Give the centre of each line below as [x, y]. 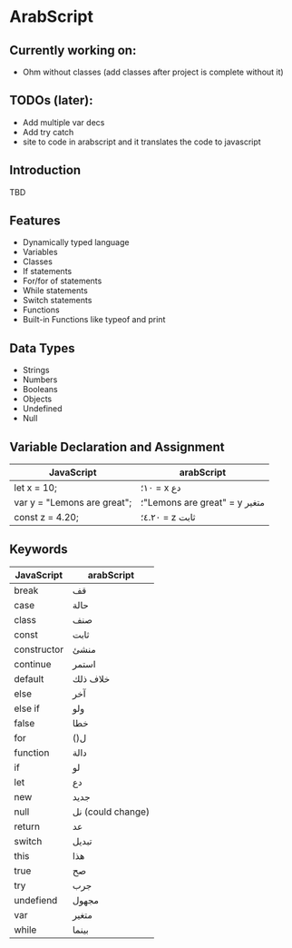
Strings [36, 370]
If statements [47, 272]
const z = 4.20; [46, 518]
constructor [39, 649]
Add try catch [48, 132]
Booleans [40, 390]
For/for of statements [62, 281]
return [27, 826]
